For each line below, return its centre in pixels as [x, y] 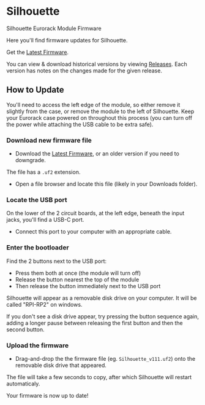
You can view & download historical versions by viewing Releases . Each [97, 64]
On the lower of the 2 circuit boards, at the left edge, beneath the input [95, 213]
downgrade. [30, 160]
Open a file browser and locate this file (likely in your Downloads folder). [106, 184]
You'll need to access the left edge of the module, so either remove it [93, 104]
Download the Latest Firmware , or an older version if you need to [97, 154]
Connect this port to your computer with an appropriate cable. [93, 232]
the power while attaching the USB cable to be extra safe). [80, 124]
